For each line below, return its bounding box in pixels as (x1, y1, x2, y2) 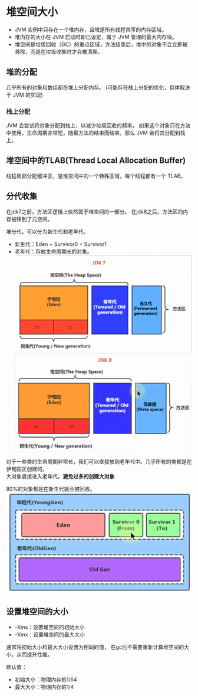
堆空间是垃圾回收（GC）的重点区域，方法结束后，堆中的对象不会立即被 (14, 41, 188, 48)
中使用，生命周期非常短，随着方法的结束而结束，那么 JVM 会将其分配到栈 (6, 129, 186, 136)
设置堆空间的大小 (6, 607, 68, 617)
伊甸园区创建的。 (6, 465, 48, 472)
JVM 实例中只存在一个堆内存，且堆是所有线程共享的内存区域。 (14, 26, 167, 33)
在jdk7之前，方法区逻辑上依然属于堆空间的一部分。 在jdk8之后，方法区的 (6, 208, 183, 215)
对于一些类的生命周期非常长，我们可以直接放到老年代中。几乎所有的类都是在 (6, 458, 192, 465)
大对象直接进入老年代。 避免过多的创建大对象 (6, 472, 115, 480)
